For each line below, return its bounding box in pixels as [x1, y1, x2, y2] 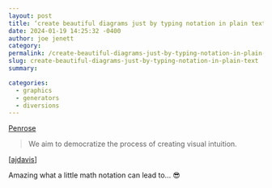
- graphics [15, 86, 53, 94]
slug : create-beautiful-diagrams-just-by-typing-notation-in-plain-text [8, 57, 259, 65]
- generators [15, 94, 60, 102]
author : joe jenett [8, 34, 74, 43]
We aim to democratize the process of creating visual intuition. [28, 139, 237, 149]
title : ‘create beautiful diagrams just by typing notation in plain [8, 19, 249, 27]
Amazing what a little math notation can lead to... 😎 [8, 170, 181, 180]
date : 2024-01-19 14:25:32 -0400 [8, 27, 121, 35]
